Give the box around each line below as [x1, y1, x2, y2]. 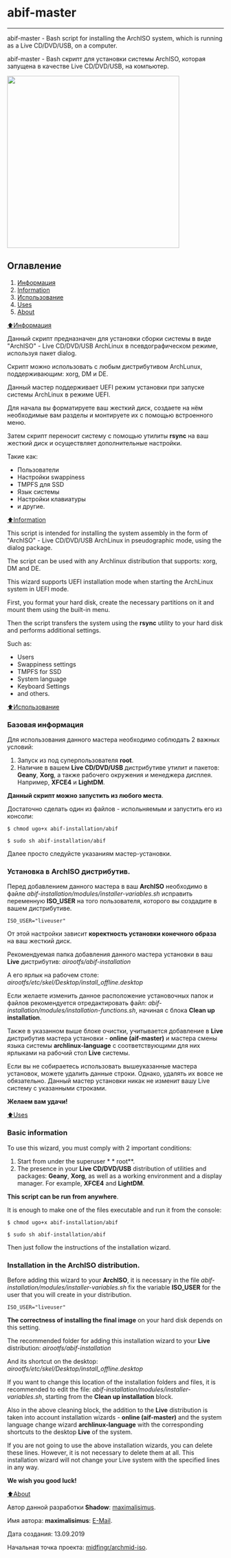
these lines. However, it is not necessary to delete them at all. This [7, 1448, 195, 1457]
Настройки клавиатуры [16, 494, 86, 503]
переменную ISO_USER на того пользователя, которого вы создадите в [7, 897, 217, 905]
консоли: [7, 812, 34, 821]
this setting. [7, 1323, 41, 1331]
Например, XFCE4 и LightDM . [16, 778, 105, 786]
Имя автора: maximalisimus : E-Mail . [7, 1516, 113, 1524]
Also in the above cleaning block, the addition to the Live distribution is [7, 1406, 208, 1414]
